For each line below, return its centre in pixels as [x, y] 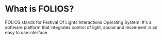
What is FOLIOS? [40, 9]
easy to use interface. [27, 32]
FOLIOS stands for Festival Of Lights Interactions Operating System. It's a [78, 22]
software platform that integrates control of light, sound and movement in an [81, 27]
